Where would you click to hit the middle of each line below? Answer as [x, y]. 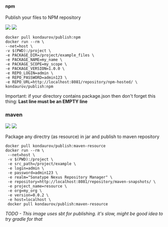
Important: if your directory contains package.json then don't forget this [80, 96]
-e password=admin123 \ [33, 173]
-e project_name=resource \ [37, 186]
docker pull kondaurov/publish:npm [43, 37]
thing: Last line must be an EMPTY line [47, 102]
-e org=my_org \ [25, 191]
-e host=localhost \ [29, 199]
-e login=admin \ [26, 168]
